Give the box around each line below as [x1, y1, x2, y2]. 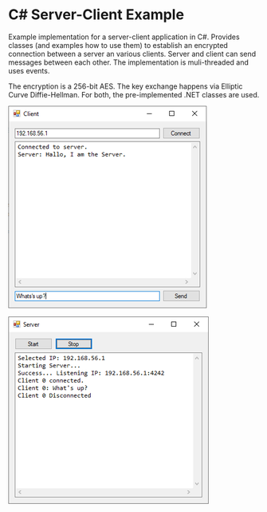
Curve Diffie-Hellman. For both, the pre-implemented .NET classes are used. [8, 89, 260, 99]
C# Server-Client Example [8, 6, 185, 24]
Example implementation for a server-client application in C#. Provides [8, 32, 241, 42]
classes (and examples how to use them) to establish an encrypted [8, 40, 229, 50]
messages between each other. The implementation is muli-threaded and [8, 58, 249, 67]
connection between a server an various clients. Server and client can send [8, 49, 257, 58]
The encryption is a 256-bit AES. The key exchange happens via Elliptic [8, 81, 243, 91]
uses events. [8, 65, 50, 75]
